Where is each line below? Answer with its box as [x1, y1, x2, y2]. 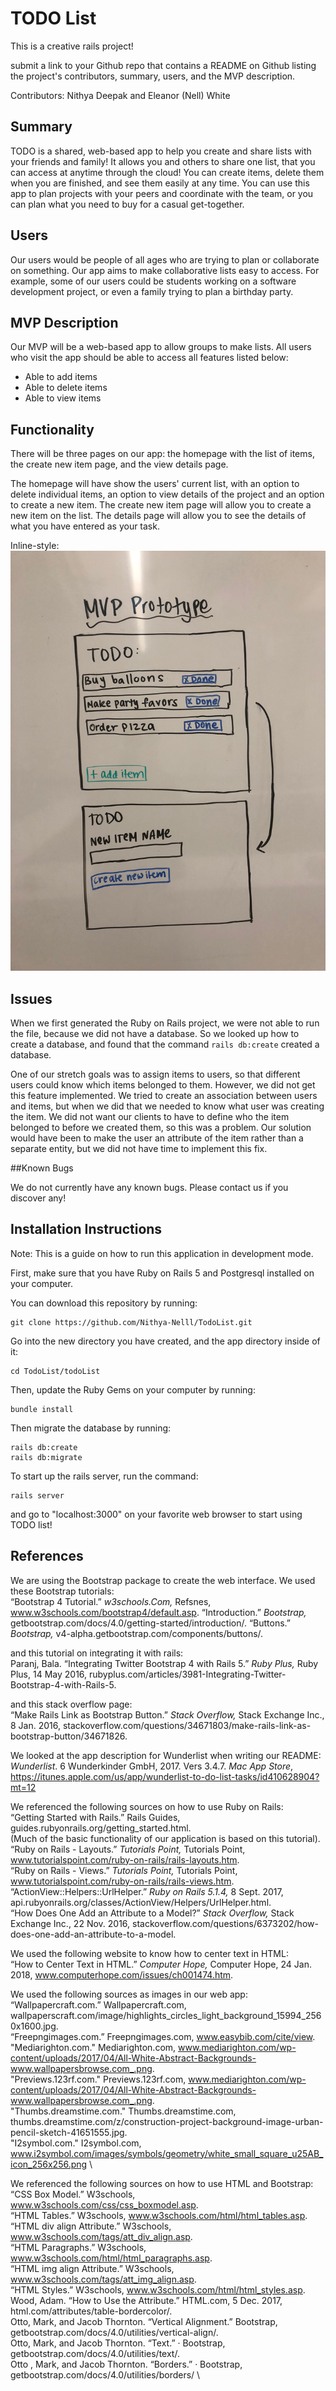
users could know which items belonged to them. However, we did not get [10, 1079, 316, 1091]
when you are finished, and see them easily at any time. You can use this [10, 177, 310, 189]
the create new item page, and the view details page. [10, 458, 229, 471]
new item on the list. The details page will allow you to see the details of [10, 510, 307, 522]
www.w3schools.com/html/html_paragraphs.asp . [10, 2252, 213, 2264]
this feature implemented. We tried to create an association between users [10, 1090, 318, 1101]
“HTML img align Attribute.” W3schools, [10, 2262, 175, 2274]
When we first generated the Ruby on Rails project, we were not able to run [10, 1017, 320, 1029]
